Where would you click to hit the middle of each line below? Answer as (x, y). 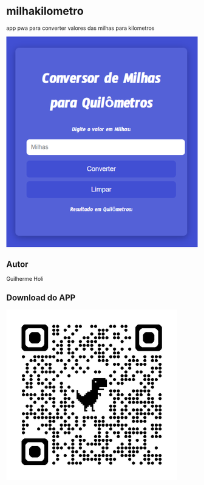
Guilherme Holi (25, 278)
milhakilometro (45, 11)
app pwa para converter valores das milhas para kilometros (80, 28)
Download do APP (41, 298)
